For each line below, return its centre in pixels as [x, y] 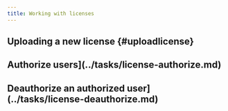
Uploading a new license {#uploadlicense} [100, 42]
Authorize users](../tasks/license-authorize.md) [114, 65]
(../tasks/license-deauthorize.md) [83, 99]
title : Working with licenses [51, 13]
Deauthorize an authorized [66, 88]
